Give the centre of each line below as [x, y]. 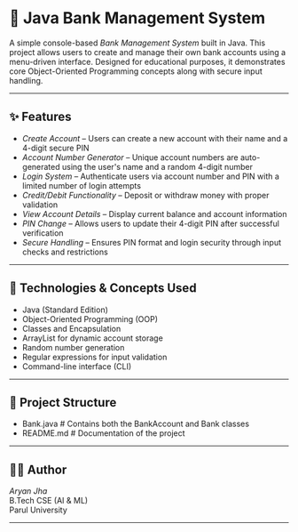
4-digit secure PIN [55, 148]
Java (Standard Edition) [65, 310]
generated [41, 166]
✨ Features [40, 117]
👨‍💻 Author [38, 469]
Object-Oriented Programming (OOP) [90, 318]
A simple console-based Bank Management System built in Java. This [137, 43]
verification [43, 233]
